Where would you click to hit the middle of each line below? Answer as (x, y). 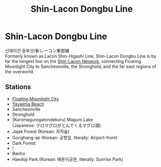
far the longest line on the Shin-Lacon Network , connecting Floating (73, 61)
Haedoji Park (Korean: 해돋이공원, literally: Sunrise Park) (68, 159)
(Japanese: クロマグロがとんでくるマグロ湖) (56, 125)
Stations (18, 87)
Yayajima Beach (28, 104)
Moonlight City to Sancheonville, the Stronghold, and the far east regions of (81, 66)
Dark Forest (24, 143)
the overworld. (20, 71)
